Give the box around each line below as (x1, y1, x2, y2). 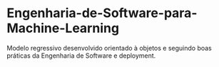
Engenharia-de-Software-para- (6, 5, 198, 21)
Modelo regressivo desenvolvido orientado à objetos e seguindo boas (6, 43, 212, 52)
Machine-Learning (6, 20, 119, 36)
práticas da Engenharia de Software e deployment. (6, 51, 156, 60)
